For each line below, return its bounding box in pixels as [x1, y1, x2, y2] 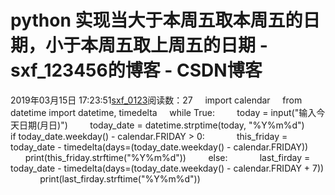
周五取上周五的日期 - [98, 34, 268, 57]
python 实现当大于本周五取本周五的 [10, 9, 303, 32]
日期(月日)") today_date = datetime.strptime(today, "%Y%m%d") [18, 119, 305, 131]
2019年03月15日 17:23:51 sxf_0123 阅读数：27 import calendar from [10, 94, 303, 106]
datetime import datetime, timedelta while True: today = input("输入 [10, 106, 317, 118]
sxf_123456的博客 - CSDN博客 [10, 59, 263, 82]
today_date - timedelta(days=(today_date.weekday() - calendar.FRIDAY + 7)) [10, 162, 325, 174]
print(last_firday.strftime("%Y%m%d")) [39, 172, 201, 185]
